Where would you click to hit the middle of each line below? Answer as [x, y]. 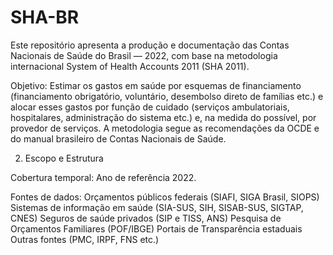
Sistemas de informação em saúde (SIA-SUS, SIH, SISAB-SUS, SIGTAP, [157, 207]
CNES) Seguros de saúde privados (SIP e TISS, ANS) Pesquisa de [146, 218]
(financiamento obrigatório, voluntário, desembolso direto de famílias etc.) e [167, 96]
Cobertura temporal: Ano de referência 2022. [103, 177]
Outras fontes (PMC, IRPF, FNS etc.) [85, 239]
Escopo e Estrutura [64, 158]
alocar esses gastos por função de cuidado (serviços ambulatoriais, [150, 107]
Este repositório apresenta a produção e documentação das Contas [150, 45]
